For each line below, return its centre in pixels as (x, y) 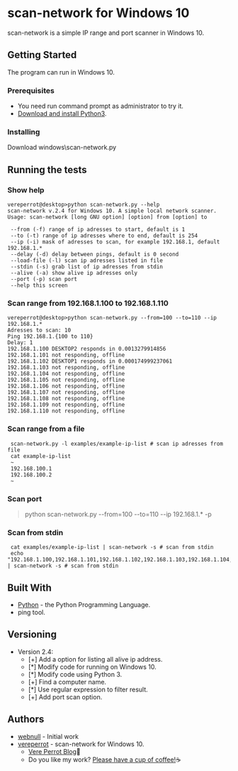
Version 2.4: (35, 652)
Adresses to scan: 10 (39, 330)
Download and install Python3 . (62, 114)
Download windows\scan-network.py (62, 148)
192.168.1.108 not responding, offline (66, 399)
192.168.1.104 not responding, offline (66, 374)
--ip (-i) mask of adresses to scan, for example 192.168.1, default (115, 242)
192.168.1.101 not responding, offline (66, 355)
